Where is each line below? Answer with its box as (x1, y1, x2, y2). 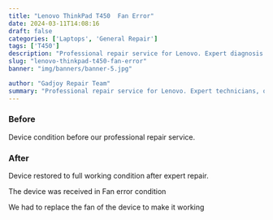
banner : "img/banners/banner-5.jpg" (8, 65, 132, 73)
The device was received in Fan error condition (8, 187, 167, 196)
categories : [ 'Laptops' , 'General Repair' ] (8, 34, 158, 43)
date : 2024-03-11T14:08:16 (8, 19, 100, 28)
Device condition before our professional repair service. (8, 132, 196, 142)
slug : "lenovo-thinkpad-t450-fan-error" (8, 58, 148, 66)
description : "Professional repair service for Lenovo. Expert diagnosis (8, 50, 264, 58)
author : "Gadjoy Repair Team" (8, 79, 111, 88)
